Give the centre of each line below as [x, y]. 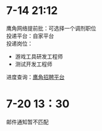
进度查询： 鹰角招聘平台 [35, 77]
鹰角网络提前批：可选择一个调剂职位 [51, 28]
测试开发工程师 [33, 64]
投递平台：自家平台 [30, 36]
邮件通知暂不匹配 [27, 122]
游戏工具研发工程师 [39, 56]
